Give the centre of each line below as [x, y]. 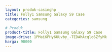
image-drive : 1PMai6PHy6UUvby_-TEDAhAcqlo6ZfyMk [56, 37]
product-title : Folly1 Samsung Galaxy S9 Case [54, 33]
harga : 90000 [19, 42]
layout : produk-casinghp [31, 10]
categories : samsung [26, 19]
